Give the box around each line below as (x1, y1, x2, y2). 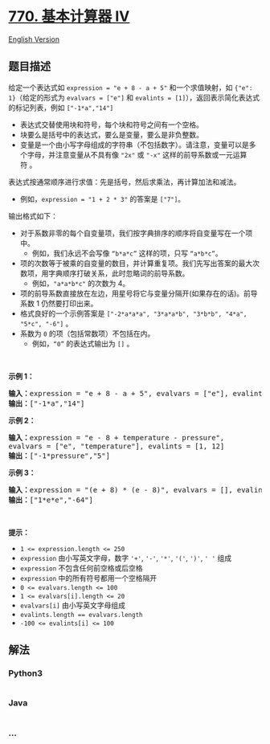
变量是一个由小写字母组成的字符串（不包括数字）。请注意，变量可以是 (19, 140, 249, 149)
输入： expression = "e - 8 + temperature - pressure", (8, 433, 225, 442)
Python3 (8, 668, 43, 679)
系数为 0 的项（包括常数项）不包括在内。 (19, 329, 155, 338)
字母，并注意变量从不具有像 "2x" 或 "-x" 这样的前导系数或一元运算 (27, 149, 247, 159)
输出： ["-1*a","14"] (8, 399, 85, 408)
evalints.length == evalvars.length (19, 611, 143, 619)
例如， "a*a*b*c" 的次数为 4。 (31, 278, 130, 288)
